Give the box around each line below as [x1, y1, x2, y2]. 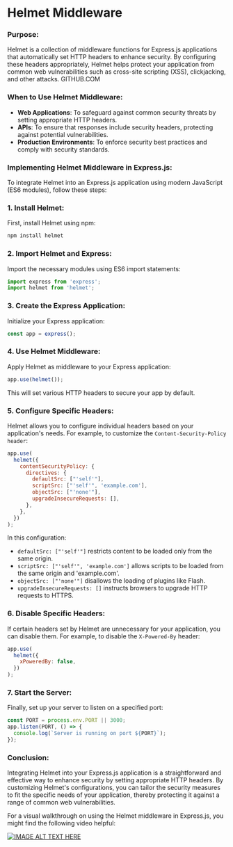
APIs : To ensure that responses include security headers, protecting [17, 123, 214, 131]
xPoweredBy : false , [19, 659, 77, 665]
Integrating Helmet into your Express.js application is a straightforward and [7, 768, 221, 777]
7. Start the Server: [7, 688, 72, 697]
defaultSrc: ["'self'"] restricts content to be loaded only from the [17, 547, 213, 556]
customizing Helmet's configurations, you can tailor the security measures [7, 784, 221, 792]
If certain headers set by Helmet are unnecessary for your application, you [7, 624, 221, 633]
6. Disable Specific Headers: [7, 608, 106, 618]
